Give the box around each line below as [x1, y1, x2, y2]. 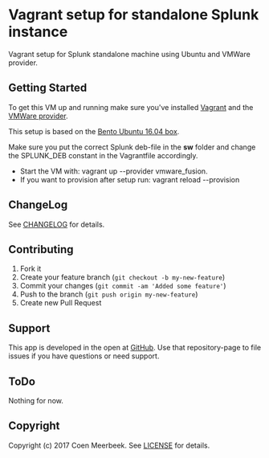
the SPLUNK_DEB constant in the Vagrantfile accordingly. [8, 150, 198, 160]
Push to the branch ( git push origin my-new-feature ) [19, 289, 198, 299]
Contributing [8, 243, 74, 256]
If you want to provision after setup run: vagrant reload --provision [19, 174, 240, 184]
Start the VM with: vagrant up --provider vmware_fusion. [19, 166, 208, 176]
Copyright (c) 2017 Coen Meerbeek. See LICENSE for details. [8, 440, 210, 450]
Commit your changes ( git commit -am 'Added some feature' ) [19, 281, 226, 291]
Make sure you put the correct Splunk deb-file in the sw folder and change [8, 142, 256, 152]
